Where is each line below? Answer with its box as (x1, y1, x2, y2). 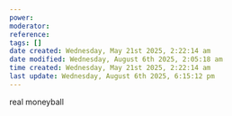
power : (9, 13, 34, 22)
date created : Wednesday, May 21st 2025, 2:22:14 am (9, 47, 211, 56)
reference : (9, 30, 50, 39)
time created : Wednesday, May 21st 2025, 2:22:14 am (9, 64, 211, 73)
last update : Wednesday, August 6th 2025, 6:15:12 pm (9, 72, 216, 81)
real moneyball (9, 96, 65, 107)
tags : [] (9, 38, 42, 48)
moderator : (9, 22, 50, 31)
